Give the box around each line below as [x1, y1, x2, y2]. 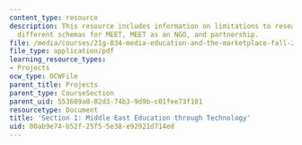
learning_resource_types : [9, 55, 106, 64]
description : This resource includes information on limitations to [9, 22, 271, 31]
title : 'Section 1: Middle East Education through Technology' [9, 113, 252, 122]
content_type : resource [9, 13, 99, 23]
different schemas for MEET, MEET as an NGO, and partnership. [17, 30, 259, 39]
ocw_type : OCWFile [9, 72, 78, 81]
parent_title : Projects [9, 80, 99, 89]
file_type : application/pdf [9, 47, 115, 56]
